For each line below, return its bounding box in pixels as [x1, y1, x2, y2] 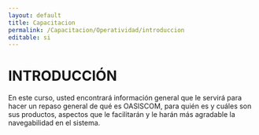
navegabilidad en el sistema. [8, 119, 101, 128]
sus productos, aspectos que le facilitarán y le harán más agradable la [8, 110, 236, 119]
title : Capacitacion [8, 19, 76, 27]
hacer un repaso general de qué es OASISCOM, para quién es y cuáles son [8, 101, 252, 111]
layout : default [8, 11, 61, 20]
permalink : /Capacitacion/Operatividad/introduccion [8, 26, 185, 34]
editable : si [8, 33, 51, 42]
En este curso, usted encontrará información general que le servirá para [8, 93, 242, 103]
